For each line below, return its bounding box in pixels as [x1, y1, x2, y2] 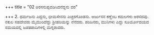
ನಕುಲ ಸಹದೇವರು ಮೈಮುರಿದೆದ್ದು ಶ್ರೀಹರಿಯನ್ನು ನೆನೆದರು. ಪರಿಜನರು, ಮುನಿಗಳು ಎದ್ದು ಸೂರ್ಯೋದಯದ [5, 19, 149, 24]
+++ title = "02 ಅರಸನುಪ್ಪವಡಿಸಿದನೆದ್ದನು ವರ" [5, 4, 78, 10]
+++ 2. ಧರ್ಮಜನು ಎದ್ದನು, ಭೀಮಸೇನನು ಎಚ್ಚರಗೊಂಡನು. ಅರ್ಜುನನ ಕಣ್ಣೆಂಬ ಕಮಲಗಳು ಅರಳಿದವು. [5, 14, 149, 19]
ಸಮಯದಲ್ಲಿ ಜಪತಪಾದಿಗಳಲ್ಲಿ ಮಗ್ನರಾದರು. [5, 24, 65, 30]
